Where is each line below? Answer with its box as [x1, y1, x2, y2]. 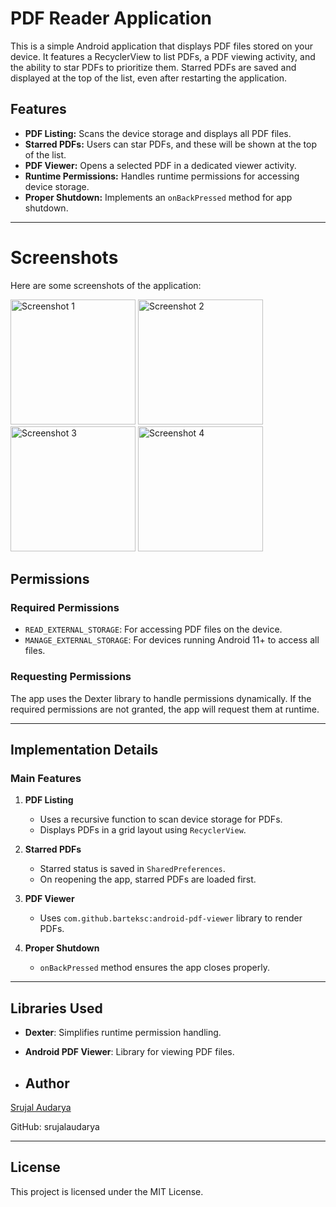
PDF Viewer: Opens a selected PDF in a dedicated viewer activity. [24, 159, 297, 171]
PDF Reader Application [10, 7, 212, 30]
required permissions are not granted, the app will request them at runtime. [10, 703, 320, 715]
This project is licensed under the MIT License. [10, 1185, 204, 1197]
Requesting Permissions [10, 670, 132, 684]
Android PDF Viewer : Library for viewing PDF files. [24, 1046, 235, 1058]
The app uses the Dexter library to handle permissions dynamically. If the [10, 692, 312, 704]
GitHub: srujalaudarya [10, 1120, 100, 1132]
